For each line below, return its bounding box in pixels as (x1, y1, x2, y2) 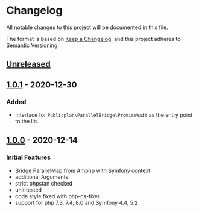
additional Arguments (14, 173, 69, 181)
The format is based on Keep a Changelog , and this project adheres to (6, 35, 181, 42)
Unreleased (6, 59, 51, 69)
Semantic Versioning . (6, 42, 59, 49)
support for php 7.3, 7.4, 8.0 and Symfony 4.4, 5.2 (14, 199, 138, 206)
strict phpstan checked (14, 179, 73, 187)
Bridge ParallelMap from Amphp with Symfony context (14, 167, 151, 174)
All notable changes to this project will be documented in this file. (6, 23, 169, 31)
